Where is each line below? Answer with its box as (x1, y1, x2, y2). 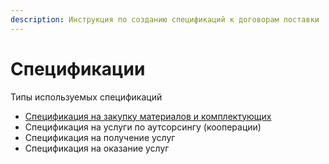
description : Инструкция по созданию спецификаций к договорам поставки (10, 14, 320, 25)
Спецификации (10, 57, 146, 80)
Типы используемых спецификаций (10, 91, 163, 103)
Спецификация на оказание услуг (24, 142, 170, 154)
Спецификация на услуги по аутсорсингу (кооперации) (24, 121, 262, 133)
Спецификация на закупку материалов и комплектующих (24, 110, 272, 122)
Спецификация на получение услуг (24, 131, 176, 143)
